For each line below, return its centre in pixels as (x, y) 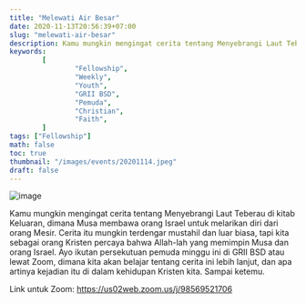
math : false (32, 145)
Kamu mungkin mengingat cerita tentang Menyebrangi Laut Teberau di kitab (153, 214)
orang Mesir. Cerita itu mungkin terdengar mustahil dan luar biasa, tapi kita (149, 233)
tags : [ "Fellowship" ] (51, 136)
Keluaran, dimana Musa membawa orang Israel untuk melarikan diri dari (144, 223)
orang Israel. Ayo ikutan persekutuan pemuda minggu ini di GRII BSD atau (147, 252)
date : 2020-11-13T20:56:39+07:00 (73, 26)
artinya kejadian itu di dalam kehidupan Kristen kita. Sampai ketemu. (138, 272)
